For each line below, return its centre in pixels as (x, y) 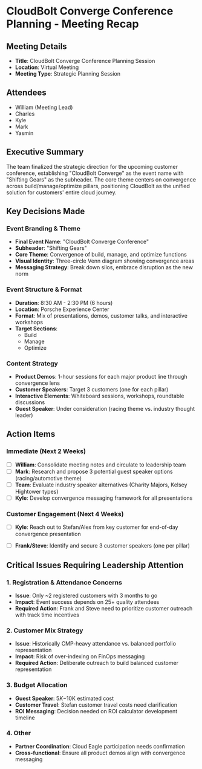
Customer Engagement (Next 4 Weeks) (65, 514)
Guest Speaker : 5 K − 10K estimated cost (64, 698)
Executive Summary (45, 152)
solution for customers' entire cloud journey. (61, 192)
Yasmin (24, 133)
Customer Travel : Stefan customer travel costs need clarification (96, 705)
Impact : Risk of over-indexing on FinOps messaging (80, 656)
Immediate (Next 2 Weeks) (46, 451)
